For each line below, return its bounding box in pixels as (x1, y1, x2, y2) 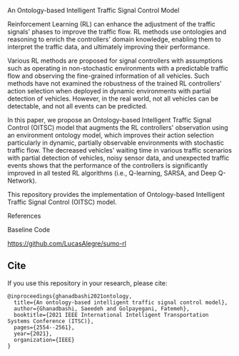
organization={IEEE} (14, 336, 75, 343)
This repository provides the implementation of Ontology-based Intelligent (7, 190, 225, 198)
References (7, 212, 41, 220)
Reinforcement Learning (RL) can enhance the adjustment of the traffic (7, 20, 216, 28)
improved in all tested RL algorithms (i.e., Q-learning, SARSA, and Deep (7, 169, 217, 177)
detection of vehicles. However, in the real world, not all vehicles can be (7, 94, 219, 103)
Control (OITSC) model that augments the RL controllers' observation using (7, 123, 228, 131)
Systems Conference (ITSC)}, (7, 317, 94, 325)
